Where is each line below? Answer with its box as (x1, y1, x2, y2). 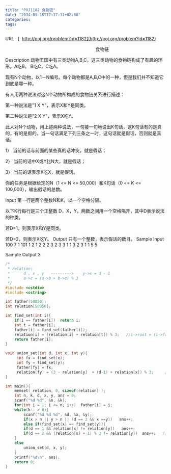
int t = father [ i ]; (14, 322, 56, 328)
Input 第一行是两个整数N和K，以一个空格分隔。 (5, 197, 104, 203)
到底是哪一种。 (5, 81, 37, 87)
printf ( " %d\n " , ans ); (14, 455, 60, 460)
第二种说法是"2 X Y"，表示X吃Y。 (5, 113, 76, 119)
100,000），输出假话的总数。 (5, 187, 65, 193)
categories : (5, 17, 31, 22)
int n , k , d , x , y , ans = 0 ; (14, 393, 76, 398)
